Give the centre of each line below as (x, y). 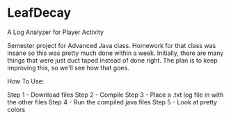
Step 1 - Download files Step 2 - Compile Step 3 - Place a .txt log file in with (115, 95)
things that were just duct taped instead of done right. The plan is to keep (112, 60)
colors (16, 109)
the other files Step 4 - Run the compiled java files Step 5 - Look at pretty (112, 102)
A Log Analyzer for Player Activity (56, 32)
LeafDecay (39, 13)
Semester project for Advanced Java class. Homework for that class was (112, 45)
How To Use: (26, 81)
